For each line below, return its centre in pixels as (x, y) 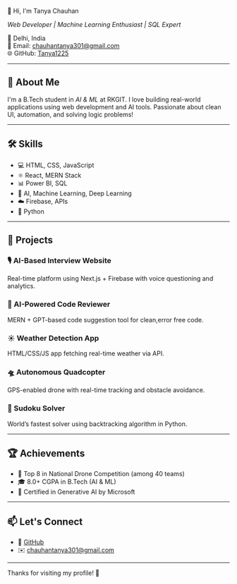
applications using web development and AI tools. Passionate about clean (114, 107)
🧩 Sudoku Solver (36, 408)
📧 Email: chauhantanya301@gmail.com (63, 45)
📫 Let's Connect (45, 522)
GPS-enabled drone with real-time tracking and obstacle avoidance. (106, 390)
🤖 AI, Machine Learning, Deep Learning (74, 193)
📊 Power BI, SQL (42, 183)
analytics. (21, 286)
